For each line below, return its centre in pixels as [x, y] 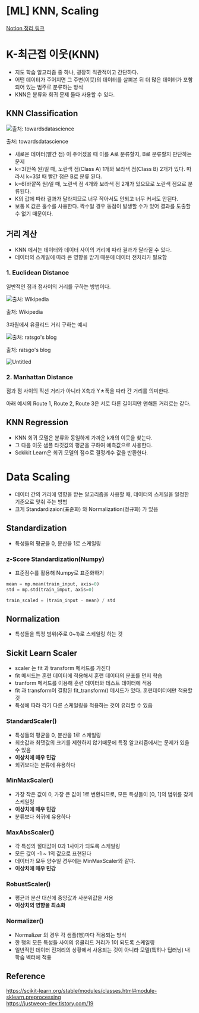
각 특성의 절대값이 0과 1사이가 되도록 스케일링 [67, 846]
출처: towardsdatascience [37, 141]
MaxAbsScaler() [30, 832]
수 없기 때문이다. [34, 213]
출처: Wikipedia [25, 311]
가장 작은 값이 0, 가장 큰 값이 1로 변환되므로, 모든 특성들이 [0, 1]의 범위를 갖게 [104, 794]
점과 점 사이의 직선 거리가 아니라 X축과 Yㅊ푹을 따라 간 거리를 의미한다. [88, 391]
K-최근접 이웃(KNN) [53, 54]
